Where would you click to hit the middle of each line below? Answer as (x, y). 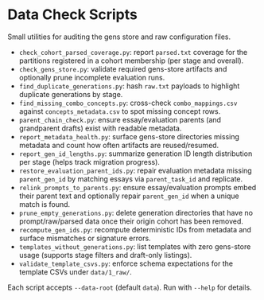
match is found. (45, 204)
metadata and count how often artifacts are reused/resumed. (119, 145)
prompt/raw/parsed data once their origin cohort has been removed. (131, 221)
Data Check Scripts (73, 15)
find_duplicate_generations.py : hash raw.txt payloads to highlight (129, 86)
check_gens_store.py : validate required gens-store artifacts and (123, 68)
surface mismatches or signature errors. (85, 238)
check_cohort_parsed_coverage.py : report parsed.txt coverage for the (133, 52)
